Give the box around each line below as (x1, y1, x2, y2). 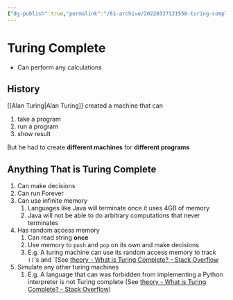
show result (17, 130, 51, 138)
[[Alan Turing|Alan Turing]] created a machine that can (7, 101, 163, 110)
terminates (27, 219, 59, 227)
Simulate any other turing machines (17, 263, 119, 272)
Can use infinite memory (17, 197, 88, 205)
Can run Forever (17, 189, 64, 198)
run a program (17, 122, 59, 131)
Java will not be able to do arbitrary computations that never (27, 211, 200, 219)
